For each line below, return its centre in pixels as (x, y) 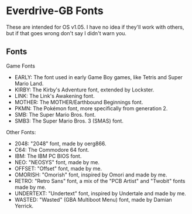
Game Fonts (20, 66)
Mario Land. (29, 83)
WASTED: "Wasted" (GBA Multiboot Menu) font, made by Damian (93, 199)
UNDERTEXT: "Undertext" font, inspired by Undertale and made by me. (100, 193)
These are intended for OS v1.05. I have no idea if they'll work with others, (95, 27)
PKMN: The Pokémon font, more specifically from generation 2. (91, 108)
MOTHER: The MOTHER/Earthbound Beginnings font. (79, 102)
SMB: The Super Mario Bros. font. (55, 114)
